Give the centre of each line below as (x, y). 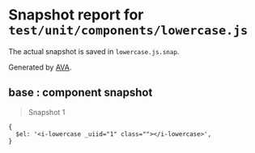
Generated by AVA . (40, 67)
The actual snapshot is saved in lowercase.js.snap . (94, 51)
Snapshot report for (76, 15)
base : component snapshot (81, 93)
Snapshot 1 (47, 112)
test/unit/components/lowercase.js (128, 30)
